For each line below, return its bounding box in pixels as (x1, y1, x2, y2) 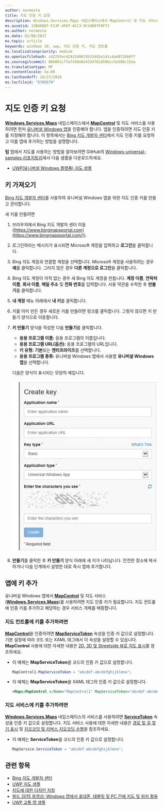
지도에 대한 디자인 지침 (12, 788, 55, 793)
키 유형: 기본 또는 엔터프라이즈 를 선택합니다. (19, 347, 101, 353)
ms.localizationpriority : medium (5, 49, 73, 54)
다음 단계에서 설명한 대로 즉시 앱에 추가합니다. (25, 563, 112, 569)
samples (5, 155, 22, 160)
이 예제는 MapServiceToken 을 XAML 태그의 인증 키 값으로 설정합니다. (12, 679, 147, 685)
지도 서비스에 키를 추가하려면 (5, 702, 68, 709)
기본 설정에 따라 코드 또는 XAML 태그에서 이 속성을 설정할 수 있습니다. (5, 636, 137, 642)
